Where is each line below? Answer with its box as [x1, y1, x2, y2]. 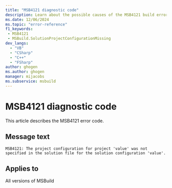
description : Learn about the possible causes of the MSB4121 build [5, 12, 155, 17]
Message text [5, 132, 50, 141]
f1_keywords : [5, 27, 33, 32]
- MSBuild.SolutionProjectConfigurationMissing [7, 36, 111, 41]
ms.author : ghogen [5, 69, 45, 75]
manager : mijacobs [5, 74, 45, 79]
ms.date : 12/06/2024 [5, 17, 50, 22]
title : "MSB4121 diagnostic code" [5, 7, 79, 13]
